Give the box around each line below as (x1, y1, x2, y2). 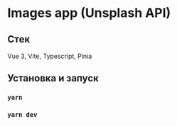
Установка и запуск (7, 72, 100, 84)
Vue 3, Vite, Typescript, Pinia (7, 52, 92, 60)
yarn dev (7, 111, 38, 119)
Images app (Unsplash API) (7, 5, 171, 21)
